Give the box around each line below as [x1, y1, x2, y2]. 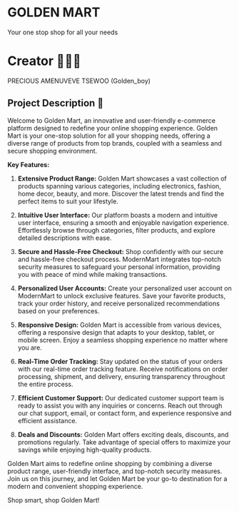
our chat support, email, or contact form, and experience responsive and [17, 408, 232, 418]
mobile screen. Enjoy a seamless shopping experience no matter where [17, 335, 228, 344]
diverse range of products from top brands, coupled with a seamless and [7, 138, 223, 147]
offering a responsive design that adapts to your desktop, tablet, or [17, 328, 215, 336]
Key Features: [7, 160, 50, 168]
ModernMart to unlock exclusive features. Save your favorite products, [17, 291, 226, 300]
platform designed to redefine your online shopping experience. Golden [7, 123, 218, 132]
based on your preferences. [17, 306, 100, 315]
